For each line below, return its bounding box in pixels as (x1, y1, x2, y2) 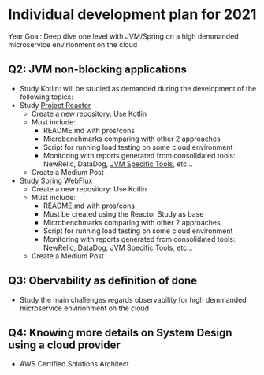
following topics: (19, 92, 73, 102)
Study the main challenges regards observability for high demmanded (19, 295, 247, 304)
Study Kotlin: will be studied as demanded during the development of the (19, 84, 257, 93)
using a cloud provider (8, 338, 121, 351)
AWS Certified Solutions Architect (19, 359, 130, 369)
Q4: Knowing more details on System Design (8, 325, 232, 340)
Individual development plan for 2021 (8, 6, 257, 24)
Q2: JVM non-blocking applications (8, 63, 188, 76)
